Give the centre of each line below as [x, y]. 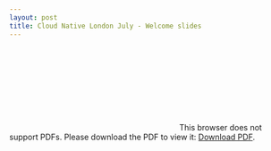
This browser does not [220, 127]
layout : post [34, 17]
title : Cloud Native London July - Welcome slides [106, 26]
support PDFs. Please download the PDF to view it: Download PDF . [132, 137]
